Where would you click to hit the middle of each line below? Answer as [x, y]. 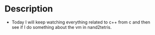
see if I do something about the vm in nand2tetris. [61, 27]
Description [29, 9]
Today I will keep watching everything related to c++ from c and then [81, 22]
